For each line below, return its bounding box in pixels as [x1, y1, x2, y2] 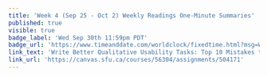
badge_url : [8, 41, 45, 49]
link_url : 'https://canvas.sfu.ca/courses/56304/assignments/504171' [8, 56, 245, 64]
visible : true [8, 26, 56, 34]
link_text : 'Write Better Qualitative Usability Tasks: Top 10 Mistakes [8, 48, 255, 56]
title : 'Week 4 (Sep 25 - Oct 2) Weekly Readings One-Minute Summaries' [8, 11, 255, 20]
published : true [8, 19, 62, 27]
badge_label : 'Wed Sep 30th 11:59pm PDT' [8, 33, 148, 42]
